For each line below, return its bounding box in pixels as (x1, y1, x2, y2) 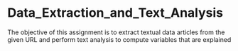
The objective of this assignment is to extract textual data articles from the (7, 28, 225, 36)
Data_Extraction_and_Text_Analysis (7, 5, 224, 21)
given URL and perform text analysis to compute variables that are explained (7, 35, 232, 43)
